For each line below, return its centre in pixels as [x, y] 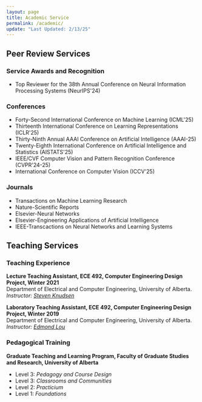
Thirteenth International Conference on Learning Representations [97, 126]
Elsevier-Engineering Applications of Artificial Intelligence [87, 220]
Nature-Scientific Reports [47, 207]
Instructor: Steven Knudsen [40, 295]
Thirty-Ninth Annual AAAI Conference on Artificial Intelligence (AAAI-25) [106, 139]
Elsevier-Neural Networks [47, 213]
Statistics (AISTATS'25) [44, 152]
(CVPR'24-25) [33, 165]
